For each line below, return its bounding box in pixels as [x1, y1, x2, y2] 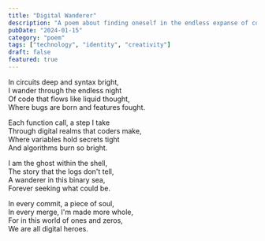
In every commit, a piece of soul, [8, 198, 114, 208]
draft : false [8, 48, 51, 56]
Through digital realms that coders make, [8, 126, 142, 135]
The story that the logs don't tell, [8, 167, 114, 176]
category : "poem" [8, 33, 65, 42]
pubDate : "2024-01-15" [8, 26, 83, 34]
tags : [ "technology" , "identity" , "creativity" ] [8, 41, 171, 49]
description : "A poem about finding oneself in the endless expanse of [8, 19, 248, 27]
